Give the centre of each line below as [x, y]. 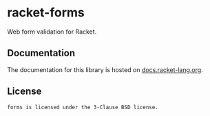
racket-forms [46, 13]
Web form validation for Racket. [52, 32]
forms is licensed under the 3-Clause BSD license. [83, 107]
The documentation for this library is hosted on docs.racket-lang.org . [105, 69]
